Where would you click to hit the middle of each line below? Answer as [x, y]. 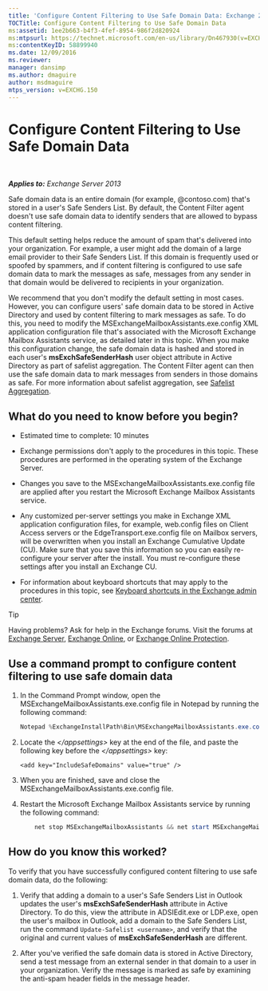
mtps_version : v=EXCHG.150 [53, 90]
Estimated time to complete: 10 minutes [84, 436]
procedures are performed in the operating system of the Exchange [131, 460]
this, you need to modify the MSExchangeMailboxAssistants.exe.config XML [134, 323]
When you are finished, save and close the [90, 780]
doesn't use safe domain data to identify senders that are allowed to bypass [133, 216]
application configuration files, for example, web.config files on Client [134, 524]
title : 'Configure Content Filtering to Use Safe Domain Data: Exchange [132, 16]
